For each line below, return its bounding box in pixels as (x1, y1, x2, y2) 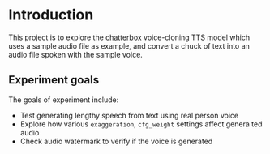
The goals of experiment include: (8, 95, 119, 105)
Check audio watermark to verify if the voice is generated (19, 136, 213, 146)
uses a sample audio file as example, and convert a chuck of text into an (8, 41, 250, 50)
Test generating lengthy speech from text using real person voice (19, 110, 239, 120)
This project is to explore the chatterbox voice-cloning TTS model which (8, 32, 250, 42)
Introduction (8, 6, 94, 24)
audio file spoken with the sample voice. (8, 49, 144, 59)
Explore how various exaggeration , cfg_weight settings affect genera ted (19, 119, 263, 129)
